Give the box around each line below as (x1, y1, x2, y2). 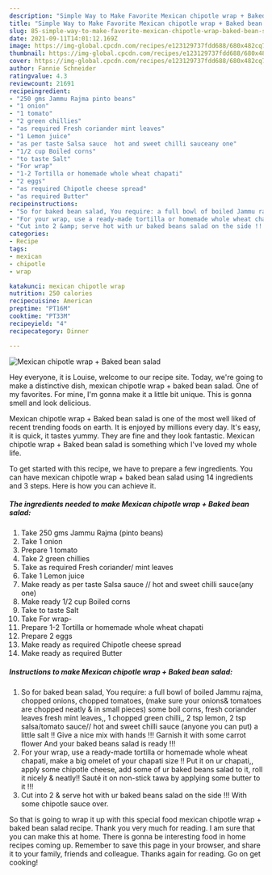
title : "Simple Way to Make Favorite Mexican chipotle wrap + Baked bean (9, 19, 263, 27)
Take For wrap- (20, 614, 73, 623)
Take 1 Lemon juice (20, 571, 85, 581)
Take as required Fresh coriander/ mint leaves (20, 563, 174, 573)
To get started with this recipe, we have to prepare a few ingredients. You (9, 463, 253, 473)
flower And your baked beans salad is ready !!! (20, 739, 176, 749)
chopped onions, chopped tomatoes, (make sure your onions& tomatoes (20, 696, 262, 706)
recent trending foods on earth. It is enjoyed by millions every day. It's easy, (9, 422, 262, 432)
